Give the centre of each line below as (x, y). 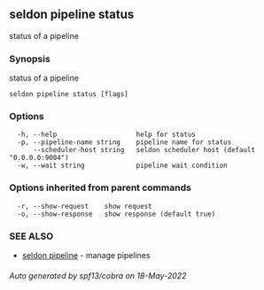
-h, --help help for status (107, 135)
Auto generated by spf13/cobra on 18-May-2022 (98, 275)
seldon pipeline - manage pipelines (86, 255)
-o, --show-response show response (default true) (116, 214)
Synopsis (30, 58)
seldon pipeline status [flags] (69, 95)
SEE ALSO (31, 236)
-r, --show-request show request (85, 206)
